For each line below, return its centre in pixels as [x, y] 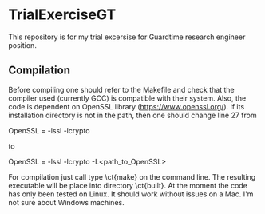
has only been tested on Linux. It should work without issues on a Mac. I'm [131, 194]
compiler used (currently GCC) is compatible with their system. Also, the [127, 98]
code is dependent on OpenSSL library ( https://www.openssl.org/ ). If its [127, 106]
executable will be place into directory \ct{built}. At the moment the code [128, 185]
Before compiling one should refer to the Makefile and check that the [121, 89]
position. [23, 45]
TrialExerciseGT [62, 15]
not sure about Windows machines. [67, 202]
